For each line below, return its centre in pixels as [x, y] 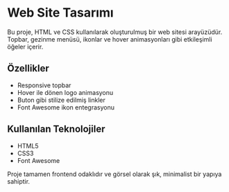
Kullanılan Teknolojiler [56, 129]
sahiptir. [18, 181]
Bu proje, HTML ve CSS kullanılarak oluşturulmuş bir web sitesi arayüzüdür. [115, 32]
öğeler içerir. [25, 46]
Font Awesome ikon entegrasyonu [66, 107]
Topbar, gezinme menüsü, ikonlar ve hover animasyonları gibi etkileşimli [110, 39]
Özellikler [28, 68]
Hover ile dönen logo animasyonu [65, 92]
